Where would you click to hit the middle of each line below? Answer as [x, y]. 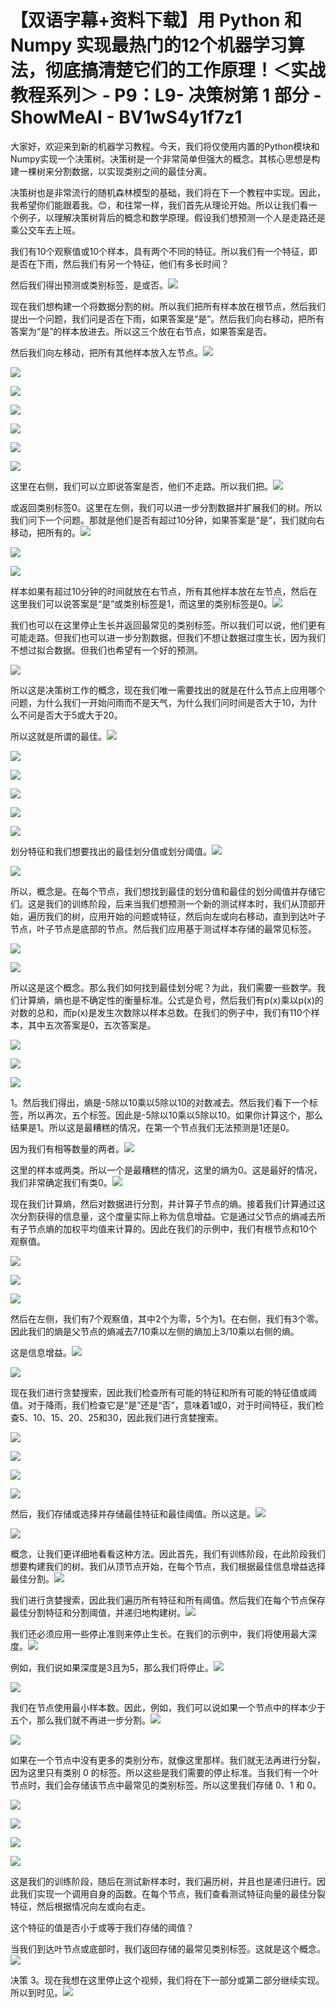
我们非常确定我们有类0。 [61, 1182]
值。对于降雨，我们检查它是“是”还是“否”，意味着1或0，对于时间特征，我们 [163, 1405]
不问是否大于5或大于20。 [70, 715]
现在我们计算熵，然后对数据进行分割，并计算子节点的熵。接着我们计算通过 [163, 1203]
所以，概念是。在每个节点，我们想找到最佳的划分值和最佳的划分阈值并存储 [163, 891]
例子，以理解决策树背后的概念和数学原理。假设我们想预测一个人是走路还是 [172, 217]
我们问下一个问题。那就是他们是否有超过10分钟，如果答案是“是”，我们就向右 [167, 520]
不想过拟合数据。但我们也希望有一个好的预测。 [106, 650]
